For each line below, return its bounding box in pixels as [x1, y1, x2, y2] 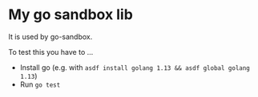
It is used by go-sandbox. [8, 32, 93, 41]
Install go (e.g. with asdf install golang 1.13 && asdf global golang [19, 62, 251, 72]
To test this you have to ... [8, 47, 94, 56]
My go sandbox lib [8, 6, 134, 24]
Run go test [19, 80, 61, 89]
